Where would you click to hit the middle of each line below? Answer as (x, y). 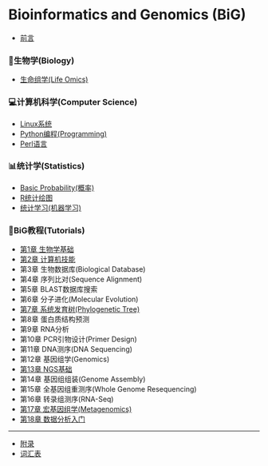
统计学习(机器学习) (51, 207)
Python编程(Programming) (63, 133)
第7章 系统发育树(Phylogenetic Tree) (80, 309)
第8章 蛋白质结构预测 (55, 319)
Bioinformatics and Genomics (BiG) (127, 15)
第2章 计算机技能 (47, 259)
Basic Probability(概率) (57, 187)
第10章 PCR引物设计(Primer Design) (78, 339)
